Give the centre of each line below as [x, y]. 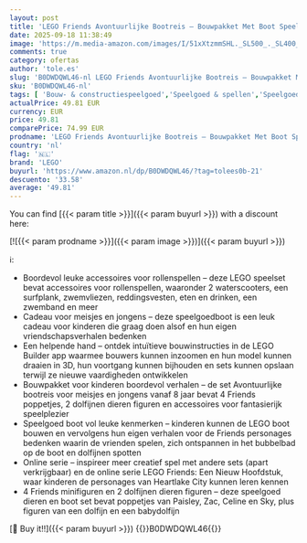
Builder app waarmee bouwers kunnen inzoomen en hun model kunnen [157, 356]
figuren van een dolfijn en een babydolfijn [101, 511]
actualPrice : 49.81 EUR [55, 103]
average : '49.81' [42, 188]
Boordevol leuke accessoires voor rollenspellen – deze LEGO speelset [154, 278]
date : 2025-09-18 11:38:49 [61, 35]
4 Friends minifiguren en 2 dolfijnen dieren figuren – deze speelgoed [152, 492]
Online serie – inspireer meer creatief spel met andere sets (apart [145, 463]
